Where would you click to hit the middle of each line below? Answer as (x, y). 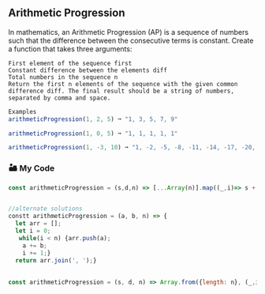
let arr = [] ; (38, 224)
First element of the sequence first (70, 63)
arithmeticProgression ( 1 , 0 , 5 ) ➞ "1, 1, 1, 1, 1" (93, 134)
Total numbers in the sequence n (63, 77)
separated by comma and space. (60, 98)
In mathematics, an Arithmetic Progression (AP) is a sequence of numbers (129, 32)
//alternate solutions (45, 209)
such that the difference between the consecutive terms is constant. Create (131, 40)
